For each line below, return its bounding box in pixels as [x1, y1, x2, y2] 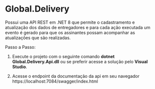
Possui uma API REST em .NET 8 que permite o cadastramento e [5, 19, 135, 25]
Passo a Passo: [5, 44, 36, 50]
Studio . [12, 64, 28, 70]
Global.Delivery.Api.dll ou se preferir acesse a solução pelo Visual [12, 59, 148, 64]
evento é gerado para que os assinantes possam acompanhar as [5, 30, 136, 35]
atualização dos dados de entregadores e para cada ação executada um [5, 24, 151, 30]
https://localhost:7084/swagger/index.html [12, 78, 98, 84]
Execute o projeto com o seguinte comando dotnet [12, 53, 115, 59]
